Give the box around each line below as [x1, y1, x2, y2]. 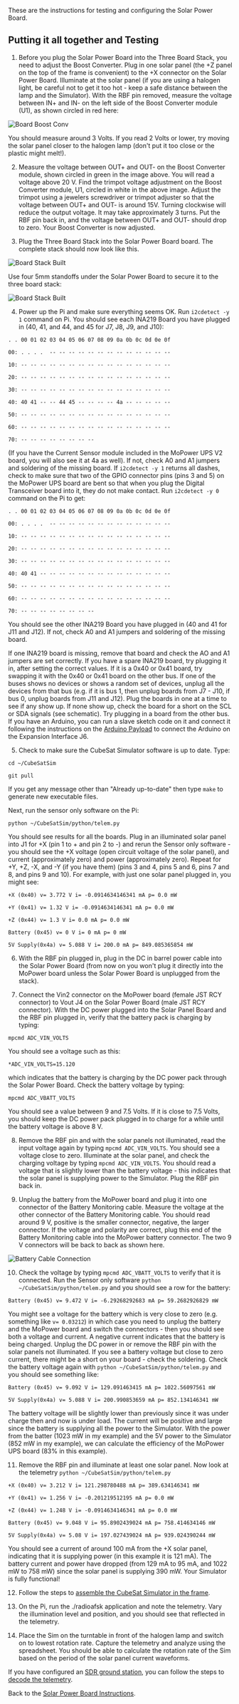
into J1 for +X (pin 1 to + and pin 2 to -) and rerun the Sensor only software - [8, 840, 231, 848]
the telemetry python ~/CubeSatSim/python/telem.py [18, 1467, 171, 1477]
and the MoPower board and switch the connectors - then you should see [8, 1324, 225, 1333]
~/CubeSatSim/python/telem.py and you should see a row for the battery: [18, 1283, 230, 1292]
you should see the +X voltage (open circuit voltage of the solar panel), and [8, 847, 230, 856]
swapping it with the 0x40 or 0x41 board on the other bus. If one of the [8, 671, 216, 680]
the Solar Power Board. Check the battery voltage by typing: [8, 1081, 185, 1089]
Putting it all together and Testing [8, 34, 159, 46]
